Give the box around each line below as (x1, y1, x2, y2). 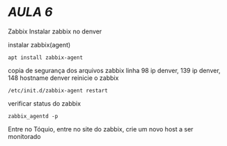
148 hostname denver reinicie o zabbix (8, 74, 119, 82)
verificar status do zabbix (8, 99, 81, 108)
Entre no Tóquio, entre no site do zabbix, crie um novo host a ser (8, 124, 194, 133)
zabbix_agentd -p (8, 113, 58, 120)
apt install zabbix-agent (8, 54, 83, 61)
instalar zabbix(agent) (8, 40, 71, 49)
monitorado (8, 132, 41, 140)
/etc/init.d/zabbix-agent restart (8, 87, 109, 94)
